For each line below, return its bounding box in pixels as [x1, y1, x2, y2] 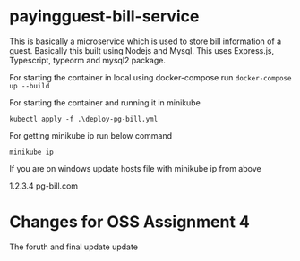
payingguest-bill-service [9, 6, 200, 27]
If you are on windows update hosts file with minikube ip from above [9, 163, 261, 173]
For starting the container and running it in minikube [9, 97, 201, 108]
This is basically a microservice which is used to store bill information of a [9, 36, 282, 46]
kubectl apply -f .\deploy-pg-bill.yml [9, 114, 159, 123]
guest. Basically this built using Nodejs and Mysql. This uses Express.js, [9, 45, 275, 55]
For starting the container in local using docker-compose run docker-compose [9, 72, 292, 82]
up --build [9, 81, 50, 90]
